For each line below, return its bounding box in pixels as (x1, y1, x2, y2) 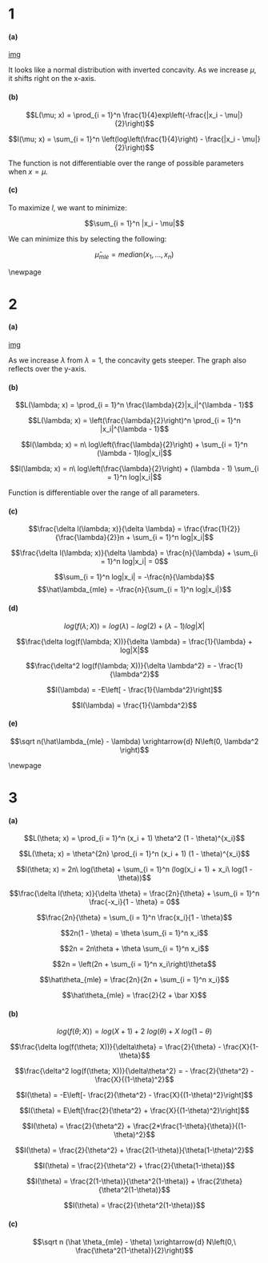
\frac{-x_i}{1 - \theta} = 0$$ (89, 897, 180, 907)
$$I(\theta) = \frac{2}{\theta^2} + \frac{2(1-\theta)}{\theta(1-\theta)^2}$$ (14, 1145, 254, 1155)
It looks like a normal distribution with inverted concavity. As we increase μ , (8, 65, 257, 75)
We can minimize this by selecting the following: (8, 234, 167, 243)
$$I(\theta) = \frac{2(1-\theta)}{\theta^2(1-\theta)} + (26, 1176, 196, 1186)
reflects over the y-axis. (8, 363, 86, 373)
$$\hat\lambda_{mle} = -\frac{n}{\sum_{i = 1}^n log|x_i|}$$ (37, 585, 232, 595)
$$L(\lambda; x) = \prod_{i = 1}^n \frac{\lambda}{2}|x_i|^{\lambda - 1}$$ (14, 400, 254, 410)
